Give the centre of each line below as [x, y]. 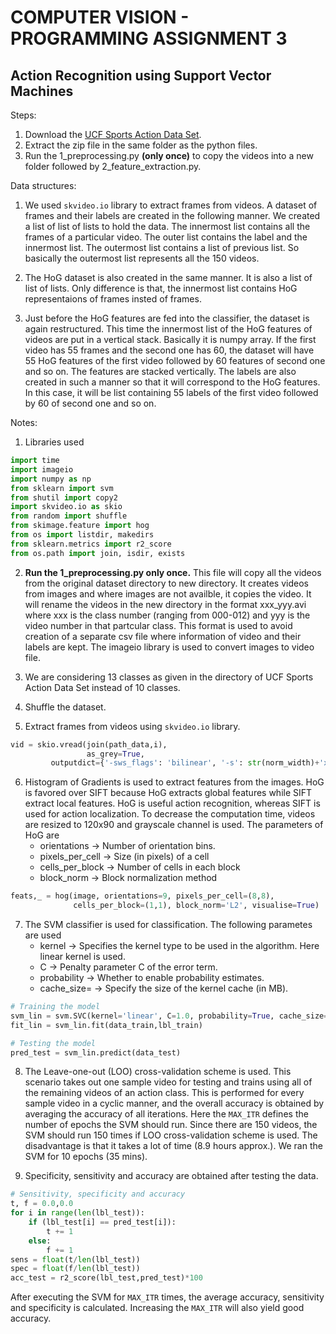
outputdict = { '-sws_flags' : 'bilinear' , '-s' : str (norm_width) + [185, 763]
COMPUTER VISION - [100, 17]
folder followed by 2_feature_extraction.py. [113, 166]
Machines [42, 91]
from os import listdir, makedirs [82, 535]
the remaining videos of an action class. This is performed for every [164, 1093]
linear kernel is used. [82, 956]
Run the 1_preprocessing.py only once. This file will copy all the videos [173, 572]
